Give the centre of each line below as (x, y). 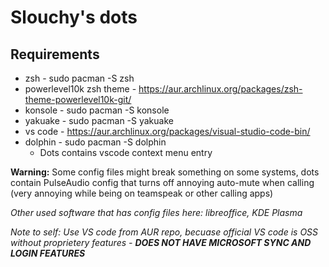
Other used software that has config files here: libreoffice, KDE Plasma (156, 212)
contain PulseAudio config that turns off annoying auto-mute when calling (162, 182)
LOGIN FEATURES (48, 253)
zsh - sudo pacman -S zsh (79, 78)
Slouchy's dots (74, 17)
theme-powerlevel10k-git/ (78, 99)
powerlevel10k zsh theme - (80, 89)
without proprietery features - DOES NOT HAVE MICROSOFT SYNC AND (161, 242)
